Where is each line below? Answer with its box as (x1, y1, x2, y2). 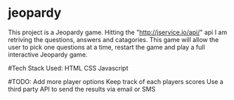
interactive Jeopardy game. (8, 50, 88, 59)
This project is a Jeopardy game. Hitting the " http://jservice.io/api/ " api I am (8, 28, 228, 36)
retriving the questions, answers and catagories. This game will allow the (8, 35, 219, 43)
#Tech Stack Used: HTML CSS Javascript (8, 64, 129, 72)
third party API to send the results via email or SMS (8, 85, 156, 93)
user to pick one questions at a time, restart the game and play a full (8, 43, 206, 51)
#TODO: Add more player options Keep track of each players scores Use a (8, 77, 223, 85)
